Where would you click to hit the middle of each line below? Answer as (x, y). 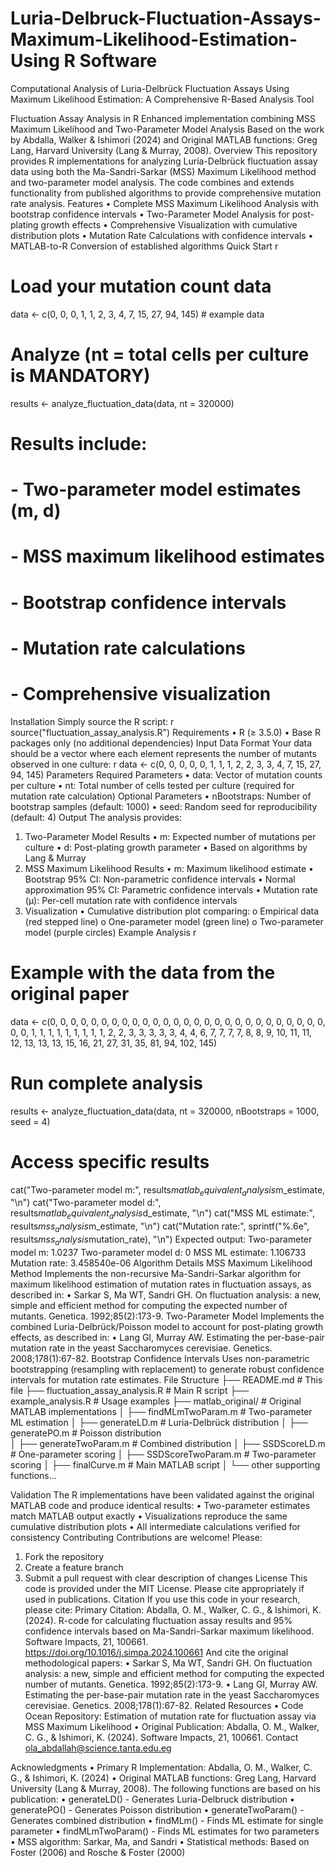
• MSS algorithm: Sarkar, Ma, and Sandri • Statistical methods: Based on (160, 1841)
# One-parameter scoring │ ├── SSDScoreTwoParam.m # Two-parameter (163, 1454)
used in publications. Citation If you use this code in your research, (162, 1599)
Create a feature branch (74, 1567)
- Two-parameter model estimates (156, 489)
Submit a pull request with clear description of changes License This (166, 1578)
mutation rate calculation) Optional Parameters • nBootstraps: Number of (161, 796)
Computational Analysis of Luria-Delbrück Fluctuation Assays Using (150, 88)
